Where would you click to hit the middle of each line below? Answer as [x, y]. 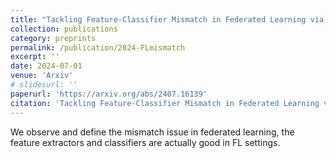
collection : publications [64, 29]
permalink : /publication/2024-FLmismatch [98, 47]
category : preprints [53, 38]
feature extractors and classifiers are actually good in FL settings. [145, 142]
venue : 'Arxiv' [42, 76]
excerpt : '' [35, 57]
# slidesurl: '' [44, 85]
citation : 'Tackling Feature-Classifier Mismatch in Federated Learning [165, 103]
